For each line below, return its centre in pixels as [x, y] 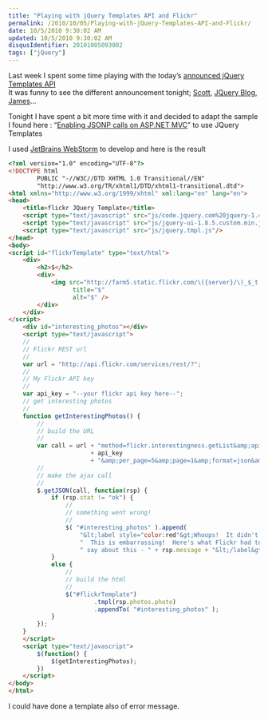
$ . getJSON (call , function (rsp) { [93, 491]
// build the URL [65, 431]
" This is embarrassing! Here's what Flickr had [165, 542]
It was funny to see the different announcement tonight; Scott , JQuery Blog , [133, 92]
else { [62, 565]
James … [22, 101]
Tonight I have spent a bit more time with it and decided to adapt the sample [133, 116]
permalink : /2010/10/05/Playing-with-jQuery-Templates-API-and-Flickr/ [130, 23]
